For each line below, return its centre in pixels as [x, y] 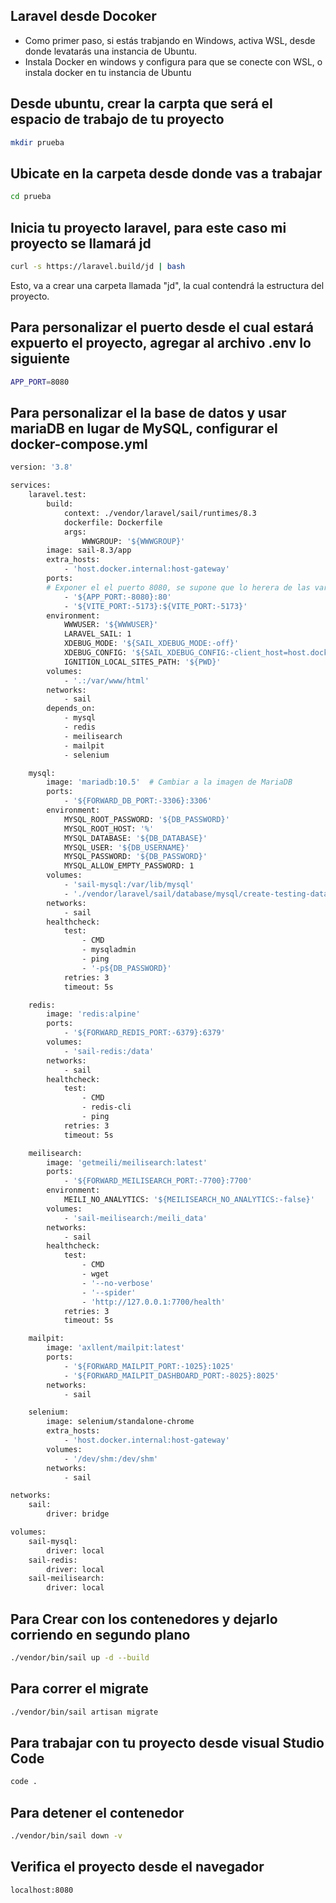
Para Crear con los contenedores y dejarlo [144, 1619]
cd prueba [31, 197]
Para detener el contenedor [97, 1812]
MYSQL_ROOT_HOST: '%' [109, 829]
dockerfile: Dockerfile [113, 522]
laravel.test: [57, 495]
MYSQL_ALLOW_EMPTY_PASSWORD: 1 [129, 866]
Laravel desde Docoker [83, 16]
